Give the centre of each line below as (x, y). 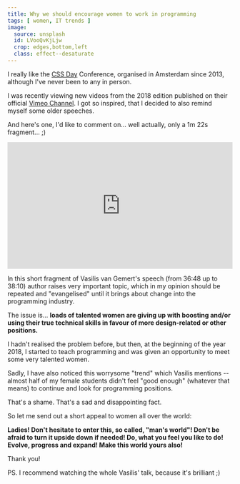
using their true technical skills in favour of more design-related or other (117, 323)
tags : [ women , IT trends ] (49, 21)
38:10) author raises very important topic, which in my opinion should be (114, 286)
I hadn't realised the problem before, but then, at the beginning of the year (117, 344)
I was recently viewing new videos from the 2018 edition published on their (117, 95)
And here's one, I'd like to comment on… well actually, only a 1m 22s (108, 124)
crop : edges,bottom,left (51, 47)
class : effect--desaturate (54, 54)
